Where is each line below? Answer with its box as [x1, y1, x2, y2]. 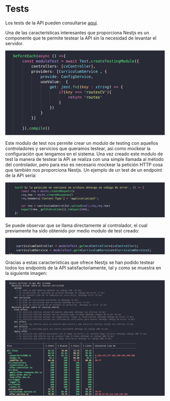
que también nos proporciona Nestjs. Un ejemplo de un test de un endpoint [5, 167, 162, 173]
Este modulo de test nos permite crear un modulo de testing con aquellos [5, 140, 158, 146]
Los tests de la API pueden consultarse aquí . [5, 20, 98, 26]
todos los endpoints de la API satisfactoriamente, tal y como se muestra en [5, 264, 161, 271]
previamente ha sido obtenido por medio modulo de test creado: [5, 227, 140, 233]
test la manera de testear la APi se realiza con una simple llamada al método [5, 156, 164, 162]
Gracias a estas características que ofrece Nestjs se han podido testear [5, 259, 155, 265]
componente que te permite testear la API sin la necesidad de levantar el [5, 35, 157, 41]
